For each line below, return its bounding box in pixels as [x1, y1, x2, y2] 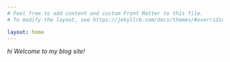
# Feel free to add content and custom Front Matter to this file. [7, 10, 204, 17]
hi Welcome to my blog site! [7, 47, 86, 55]
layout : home [7, 29, 44, 35]
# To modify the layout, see [7, 16, 90, 23]
